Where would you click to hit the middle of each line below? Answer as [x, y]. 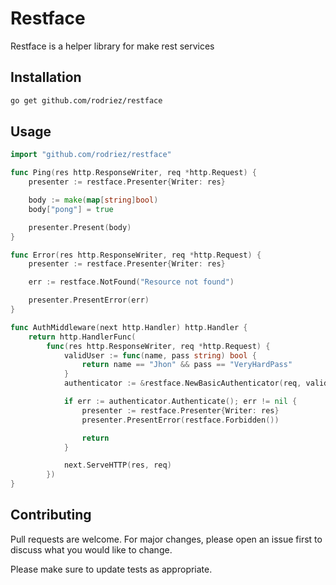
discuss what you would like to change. [91, 549]
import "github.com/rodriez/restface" [91, 155]
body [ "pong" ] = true [71, 209]
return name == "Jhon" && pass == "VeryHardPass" [187, 365]
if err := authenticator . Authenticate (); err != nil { [180, 402]
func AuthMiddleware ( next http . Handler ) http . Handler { [129, 327]
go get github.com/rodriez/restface [86, 100]
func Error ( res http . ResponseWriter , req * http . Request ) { [136, 255]
